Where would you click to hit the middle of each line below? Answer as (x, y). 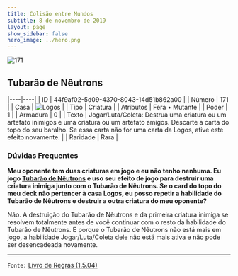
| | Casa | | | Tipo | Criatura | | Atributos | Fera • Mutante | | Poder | (118, 107)
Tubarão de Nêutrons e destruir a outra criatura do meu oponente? (107, 201)
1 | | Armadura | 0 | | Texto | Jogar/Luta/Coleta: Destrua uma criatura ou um (117, 115)
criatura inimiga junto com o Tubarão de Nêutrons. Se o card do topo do (114, 186)
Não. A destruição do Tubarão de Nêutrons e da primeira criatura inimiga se (118, 215)
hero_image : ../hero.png (44, 40)
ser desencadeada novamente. (52, 245)
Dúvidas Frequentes (43, 155)
